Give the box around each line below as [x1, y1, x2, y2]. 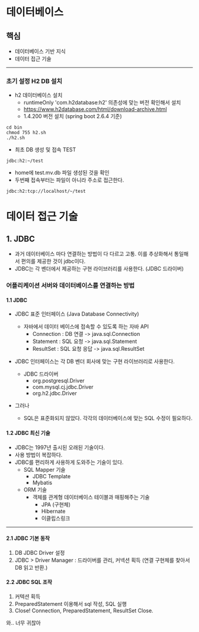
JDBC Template [32, 472, 71, 479]
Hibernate [41, 507, 66, 515]
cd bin [6, 125, 23, 131]
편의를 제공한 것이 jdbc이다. [21, 258, 86, 265]
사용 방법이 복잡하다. [14, 451, 63, 458]
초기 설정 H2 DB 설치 [6, 77, 62, 85]
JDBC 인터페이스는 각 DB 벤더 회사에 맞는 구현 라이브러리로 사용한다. [14, 358, 175, 365]
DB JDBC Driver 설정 [14, 549, 65, 556]
